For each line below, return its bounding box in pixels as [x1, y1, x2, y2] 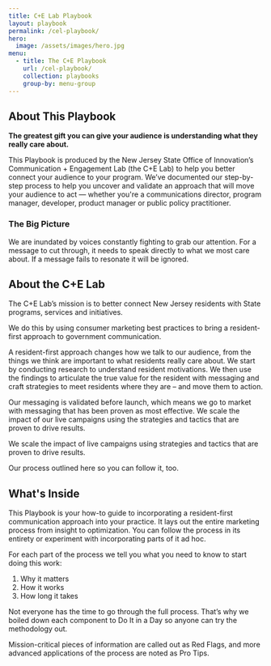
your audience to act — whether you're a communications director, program [8, 189, 261, 199]
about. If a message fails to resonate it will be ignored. [8, 254, 189, 264]
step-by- [224, 172, 254, 182]
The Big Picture [8, 218, 70, 230]
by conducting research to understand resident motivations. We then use [8, 365, 252, 375]
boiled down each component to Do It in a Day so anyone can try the [8, 616, 237, 626]
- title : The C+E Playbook [15, 57, 107, 66]
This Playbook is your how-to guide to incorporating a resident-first [8, 508, 233, 518]
